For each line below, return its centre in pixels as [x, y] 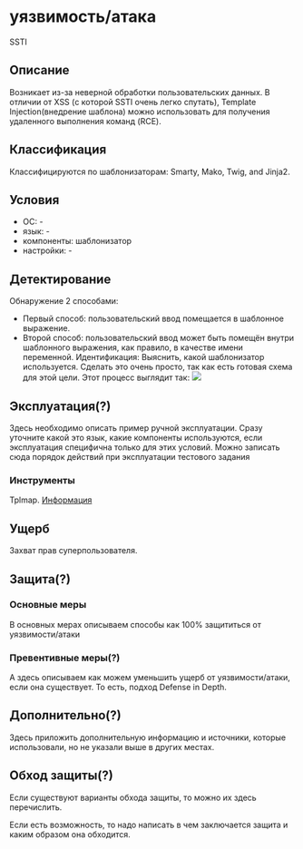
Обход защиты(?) [61, 776]
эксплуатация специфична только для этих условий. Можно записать [145, 447]
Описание [39, 70]
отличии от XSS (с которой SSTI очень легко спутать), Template [133, 102]
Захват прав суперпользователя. [73, 551]
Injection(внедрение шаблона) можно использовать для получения [140, 112]
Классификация [58, 150]
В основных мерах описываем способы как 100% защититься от [135, 624]
